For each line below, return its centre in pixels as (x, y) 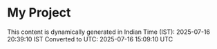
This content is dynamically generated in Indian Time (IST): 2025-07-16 (109, 32)
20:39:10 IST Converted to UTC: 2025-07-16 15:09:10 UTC (90, 39)
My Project (39, 13)
